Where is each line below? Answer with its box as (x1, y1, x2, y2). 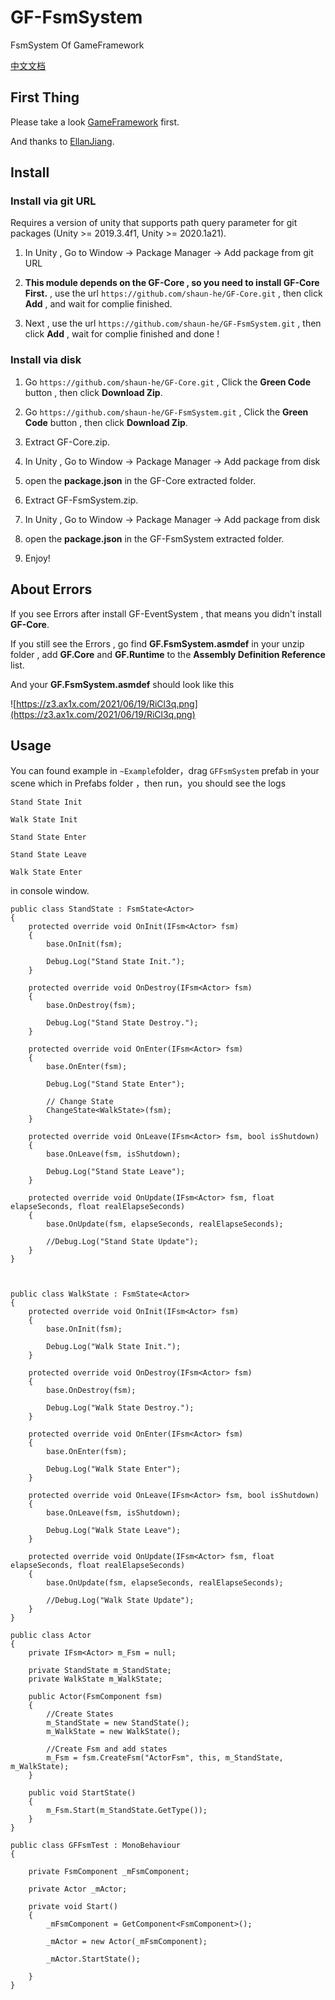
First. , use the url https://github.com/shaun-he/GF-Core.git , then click (24, 287, 323, 300)
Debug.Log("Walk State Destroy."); (46, 1403, 195, 1413)
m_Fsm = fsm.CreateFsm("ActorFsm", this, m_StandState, (46, 1753, 284, 1763)
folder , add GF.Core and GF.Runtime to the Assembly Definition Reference (10, 648, 326, 660)
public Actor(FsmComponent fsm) (28, 1692, 163, 1702)
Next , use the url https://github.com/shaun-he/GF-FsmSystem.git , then (24, 317, 322, 330)
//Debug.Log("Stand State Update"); (46, 1237, 199, 1247)
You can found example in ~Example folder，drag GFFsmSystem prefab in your (10, 765, 320, 777)
